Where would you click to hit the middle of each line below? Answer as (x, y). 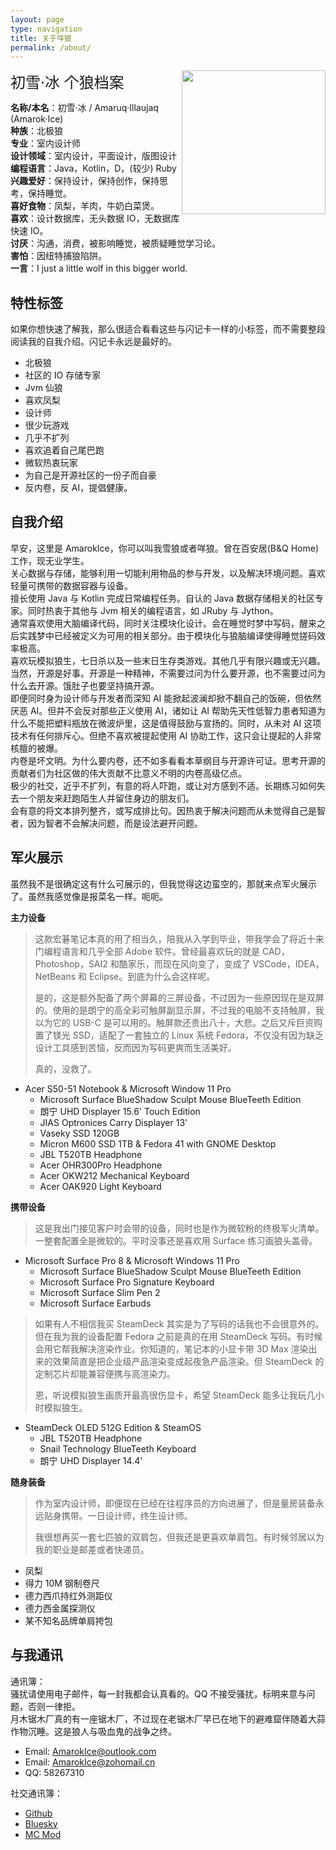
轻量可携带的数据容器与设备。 (71, 585)
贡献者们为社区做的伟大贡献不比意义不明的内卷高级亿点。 (128, 773)
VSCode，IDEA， (288, 963)
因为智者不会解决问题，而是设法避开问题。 (115, 823)
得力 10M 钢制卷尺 (62, 1583)
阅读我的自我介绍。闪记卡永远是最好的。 (93, 342)
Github (38, 1813)
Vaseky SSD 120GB (79, 1133)
